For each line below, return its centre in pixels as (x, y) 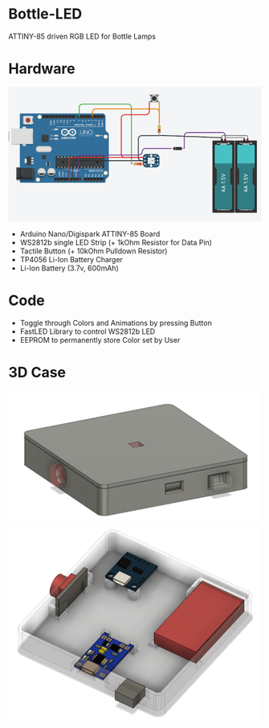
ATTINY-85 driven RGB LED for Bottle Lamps (82, 36)
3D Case (37, 373)
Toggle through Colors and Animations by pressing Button (116, 323)
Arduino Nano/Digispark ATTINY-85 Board (90, 233)
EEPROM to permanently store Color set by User (100, 339)
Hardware (42, 69)
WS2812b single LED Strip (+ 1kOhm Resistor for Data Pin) (116, 242)
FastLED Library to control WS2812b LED (88, 331)
